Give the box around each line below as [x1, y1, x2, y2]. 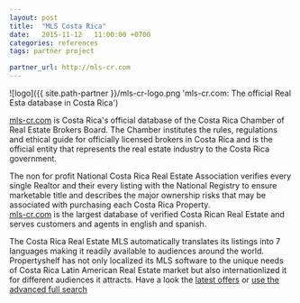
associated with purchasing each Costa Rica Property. [9, 199, 211, 210]
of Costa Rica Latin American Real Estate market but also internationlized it [9, 265, 286, 275]
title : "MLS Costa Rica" [9, 22, 106, 31]
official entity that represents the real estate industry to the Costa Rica [9, 143, 270, 154]
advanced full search [9, 284, 88, 294]
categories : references [9, 38, 99, 48]
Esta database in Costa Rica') [9, 97, 119, 108]
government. [9, 153, 57, 163]
